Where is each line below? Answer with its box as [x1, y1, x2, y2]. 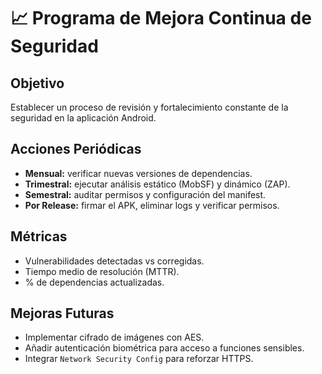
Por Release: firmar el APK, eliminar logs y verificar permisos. [24, 199, 280, 211]
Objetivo [10, 75, 65, 92]
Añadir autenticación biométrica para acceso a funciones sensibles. [24, 342, 305, 354]
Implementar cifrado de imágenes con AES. [24, 331, 205, 344]
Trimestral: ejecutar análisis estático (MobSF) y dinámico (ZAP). [24, 178, 291, 190]
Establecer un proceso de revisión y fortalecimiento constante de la [10, 101, 289, 113]
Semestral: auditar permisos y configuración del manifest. [24, 188, 267, 200]
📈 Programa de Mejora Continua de [10, 7, 312, 30]
